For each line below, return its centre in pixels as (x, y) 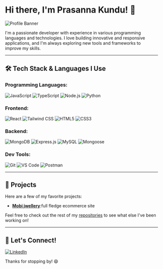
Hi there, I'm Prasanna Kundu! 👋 (70, 10)
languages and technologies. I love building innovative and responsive (75, 38)
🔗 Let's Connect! (31, 240)
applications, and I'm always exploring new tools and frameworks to (73, 43)
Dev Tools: (18, 154)
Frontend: (17, 108)
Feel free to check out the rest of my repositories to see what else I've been (81, 215)
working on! (17, 220)
